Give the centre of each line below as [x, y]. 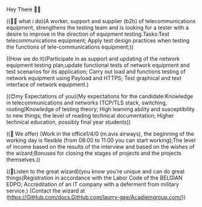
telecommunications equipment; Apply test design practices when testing [98, 40]
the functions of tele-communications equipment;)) [70, 47]
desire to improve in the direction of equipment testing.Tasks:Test [88, 34]
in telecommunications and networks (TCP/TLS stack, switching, [87, 103]
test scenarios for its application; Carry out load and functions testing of [96, 72]
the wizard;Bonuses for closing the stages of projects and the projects [94, 153]
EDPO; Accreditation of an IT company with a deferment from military [93, 184]
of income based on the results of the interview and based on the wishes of [100, 147]
